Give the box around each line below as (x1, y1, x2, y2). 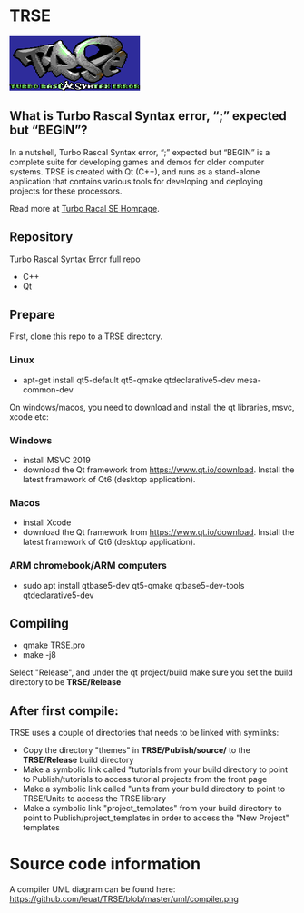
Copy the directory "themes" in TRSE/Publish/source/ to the (22, 745, 251, 756)
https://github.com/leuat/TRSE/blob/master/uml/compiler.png (9, 894, 239, 905)
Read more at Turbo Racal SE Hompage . (9, 203, 161, 213)
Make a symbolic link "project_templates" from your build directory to (22, 803, 283, 814)
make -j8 (22, 650, 56, 660)
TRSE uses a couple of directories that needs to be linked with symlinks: (9, 728, 279, 739)
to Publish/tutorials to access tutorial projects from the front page (22, 774, 268, 785)
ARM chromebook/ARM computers (9, 560, 168, 572)
